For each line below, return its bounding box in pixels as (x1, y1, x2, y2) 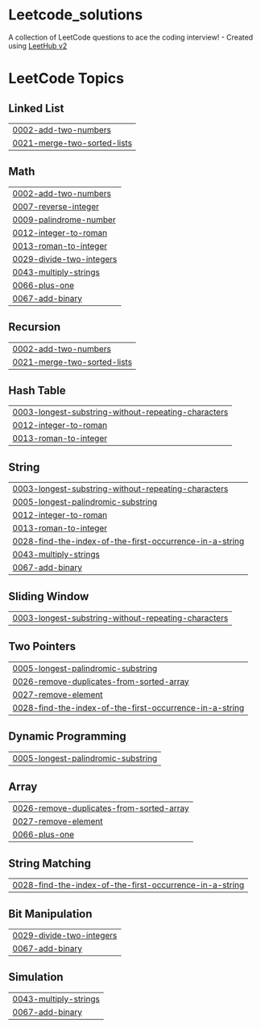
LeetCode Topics (8, 69, 125, 88)
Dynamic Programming (8, 729, 126, 744)
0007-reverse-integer (12, 200, 99, 212)
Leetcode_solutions (8, 6, 143, 24)
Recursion (8, 321, 61, 334)
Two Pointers (8, 640, 77, 653)
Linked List (8, 101, 64, 115)
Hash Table (8, 384, 66, 397)
